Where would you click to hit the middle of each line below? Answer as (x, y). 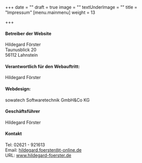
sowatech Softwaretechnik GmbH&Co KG (47, 100)
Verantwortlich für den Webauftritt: (42, 66)
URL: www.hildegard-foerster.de (38, 156)
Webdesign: (18, 89)
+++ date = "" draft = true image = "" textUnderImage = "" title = (71, 7)
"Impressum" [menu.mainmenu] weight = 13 (50, 12)
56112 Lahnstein (22, 55)
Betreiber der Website (28, 33)
